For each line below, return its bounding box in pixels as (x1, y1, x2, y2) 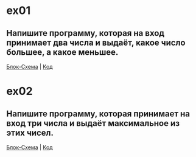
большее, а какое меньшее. (6, 47, 119, 57)
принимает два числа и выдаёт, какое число (6, 37, 186, 47)
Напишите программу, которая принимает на (6, 108, 191, 119)
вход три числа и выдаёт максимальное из (6, 118, 180, 128)
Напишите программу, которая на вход (6, 28, 165, 38)
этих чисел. (6, 127, 54, 138)
